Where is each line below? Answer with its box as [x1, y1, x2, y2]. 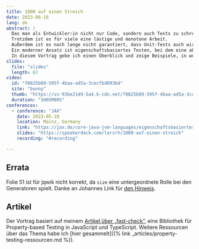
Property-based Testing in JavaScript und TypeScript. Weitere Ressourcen [6, 224, 188, 231]
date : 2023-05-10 [17, 113, 60, 119]
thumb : [11, 91, 28, 97]
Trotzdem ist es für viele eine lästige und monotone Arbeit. [11, 36, 168, 42]
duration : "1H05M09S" [11, 97, 65, 103]
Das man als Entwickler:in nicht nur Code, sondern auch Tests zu [11, 31, 179, 37]
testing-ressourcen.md [6, 237, 62, 244]
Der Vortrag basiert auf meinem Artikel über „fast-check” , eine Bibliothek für [6, 218, 192, 225]
